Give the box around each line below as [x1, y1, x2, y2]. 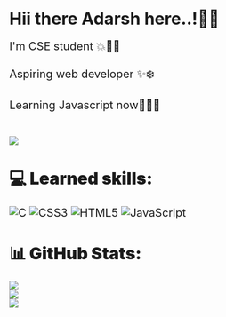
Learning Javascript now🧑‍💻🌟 [9, 98, 161, 113]
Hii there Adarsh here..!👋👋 [9, 8, 220, 29]
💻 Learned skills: [9, 168, 153, 189]
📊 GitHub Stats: [9, 242, 142, 264]
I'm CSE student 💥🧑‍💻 [9, 39, 121, 54]
